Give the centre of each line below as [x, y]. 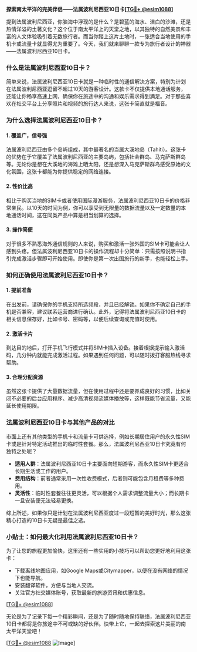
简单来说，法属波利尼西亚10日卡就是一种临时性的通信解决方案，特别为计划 [96, 82]
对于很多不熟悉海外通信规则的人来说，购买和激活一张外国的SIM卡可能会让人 [98, 244]
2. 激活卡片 [20, 334]
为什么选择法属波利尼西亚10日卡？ [55, 120]
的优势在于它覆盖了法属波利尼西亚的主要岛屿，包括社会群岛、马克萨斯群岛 [96, 157]
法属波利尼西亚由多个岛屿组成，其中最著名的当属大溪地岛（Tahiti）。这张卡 [96, 150]
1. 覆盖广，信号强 [27, 135]
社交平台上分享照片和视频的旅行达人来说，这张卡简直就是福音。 [93, 104]
